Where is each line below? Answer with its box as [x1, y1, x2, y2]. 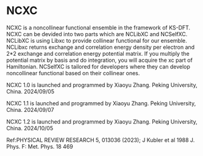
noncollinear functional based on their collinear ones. [6, 69, 140, 76]
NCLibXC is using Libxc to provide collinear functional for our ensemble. [6, 37, 187, 44]
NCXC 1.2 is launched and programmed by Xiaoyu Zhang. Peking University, [6, 117, 198, 125]
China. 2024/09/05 [6, 87, 55, 95]
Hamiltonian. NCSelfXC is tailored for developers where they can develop [6, 62, 191, 70]
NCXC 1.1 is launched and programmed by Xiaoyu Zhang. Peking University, [6, 99, 196, 107]
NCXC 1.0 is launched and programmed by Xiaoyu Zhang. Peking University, [6, 81, 198, 89]
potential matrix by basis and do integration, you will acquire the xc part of [6, 56, 193, 64]
